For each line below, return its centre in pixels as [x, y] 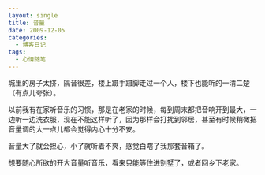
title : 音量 [26, 23]
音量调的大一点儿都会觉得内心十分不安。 [74, 129]
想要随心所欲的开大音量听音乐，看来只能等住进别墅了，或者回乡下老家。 [125, 162]
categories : [28, 37]
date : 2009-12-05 [37, 30]
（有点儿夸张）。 [34, 92]
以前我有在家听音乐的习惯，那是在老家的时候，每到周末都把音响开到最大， [129, 109]
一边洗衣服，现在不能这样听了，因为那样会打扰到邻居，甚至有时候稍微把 [139, 119]
